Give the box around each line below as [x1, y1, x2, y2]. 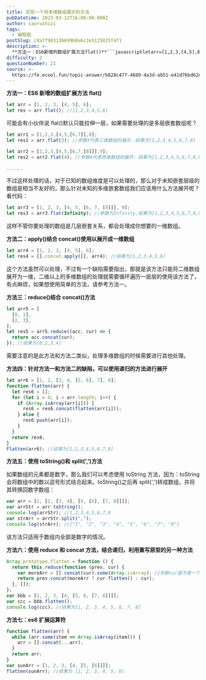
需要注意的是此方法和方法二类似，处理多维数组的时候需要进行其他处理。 [6, 352, 189, 359]
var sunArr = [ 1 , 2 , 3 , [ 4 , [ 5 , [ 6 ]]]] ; [6, 662, 112, 668]
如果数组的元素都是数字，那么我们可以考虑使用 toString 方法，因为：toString [6, 471, 200, 478]
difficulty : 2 [6, 55, 43, 61]
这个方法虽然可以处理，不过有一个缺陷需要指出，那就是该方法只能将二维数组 [6, 265, 200, 272]
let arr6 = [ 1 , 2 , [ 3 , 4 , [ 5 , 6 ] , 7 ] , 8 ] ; [6, 377, 116, 383]
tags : [6, 26, 20, 33]
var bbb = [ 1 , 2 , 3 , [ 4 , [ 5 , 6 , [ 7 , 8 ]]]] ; [6, 593, 120, 599]
